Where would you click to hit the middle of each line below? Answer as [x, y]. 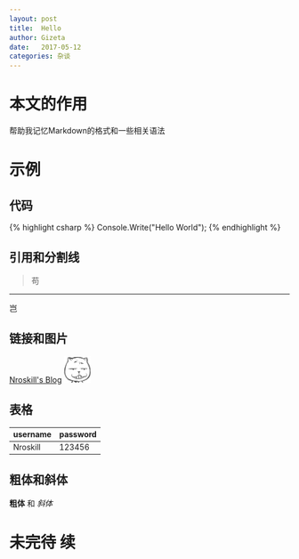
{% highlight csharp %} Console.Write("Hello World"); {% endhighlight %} [145, 228]
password [78, 434]
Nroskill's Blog [36, 379]
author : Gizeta [37, 37]
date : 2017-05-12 [45, 47]
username [32, 434]
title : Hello [36, 28]
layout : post [33, 19]
